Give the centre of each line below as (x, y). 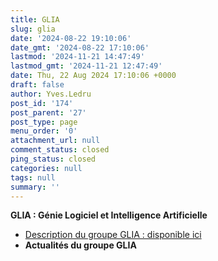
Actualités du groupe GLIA (80, 245)
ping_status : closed (53, 159)
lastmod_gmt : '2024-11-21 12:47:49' (86, 66)
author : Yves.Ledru (51, 94)
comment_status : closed (60, 150)
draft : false (37, 85)
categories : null (46, 168)
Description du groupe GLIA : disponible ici (113, 235)
